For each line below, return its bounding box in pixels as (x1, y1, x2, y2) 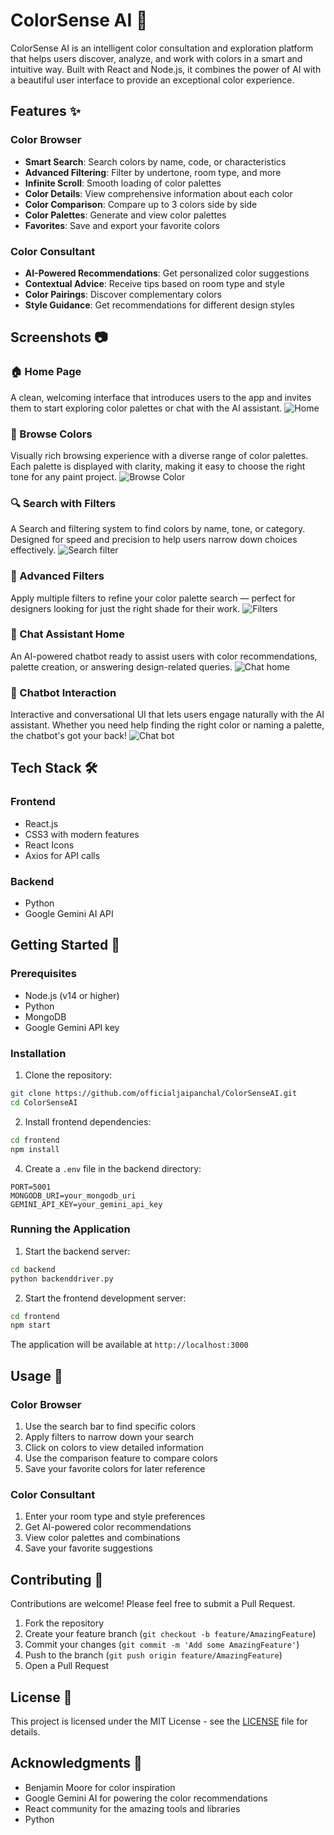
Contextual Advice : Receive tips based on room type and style (24, 277, 285, 289)
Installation (10, 1046, 67, 1060)
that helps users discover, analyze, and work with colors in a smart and (10, 52, 303, 64)
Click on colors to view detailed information (24, 1442, 204, 1454)
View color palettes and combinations (24, 1532, 181, 1544)
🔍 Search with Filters (10, 496, 117, 510)
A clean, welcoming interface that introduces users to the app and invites (10, 391, 312, 403)
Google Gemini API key (24, 1021, 120, 1033)
